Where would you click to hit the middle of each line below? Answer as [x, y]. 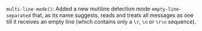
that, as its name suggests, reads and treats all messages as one [113, 15]
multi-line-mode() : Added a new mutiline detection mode [78, 9]
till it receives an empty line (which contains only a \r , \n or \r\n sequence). [101, 22]
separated [19, 16]
